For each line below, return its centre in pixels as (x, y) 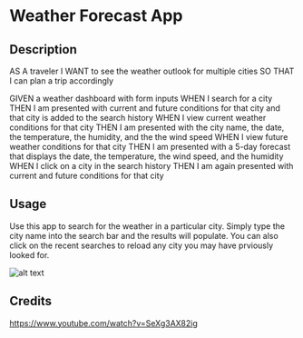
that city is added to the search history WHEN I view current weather (138, 118)
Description (43, 50)
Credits (31, 301)
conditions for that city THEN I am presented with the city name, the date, (147, 127)
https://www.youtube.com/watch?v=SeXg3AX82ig (103, 323)
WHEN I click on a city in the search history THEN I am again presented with (151, 166)
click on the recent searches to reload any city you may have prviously (142, 245)
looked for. (29, 254)
